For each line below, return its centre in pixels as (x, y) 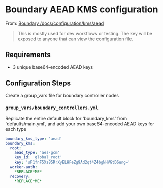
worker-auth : (24, 167)
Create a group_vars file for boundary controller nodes (62, 95)
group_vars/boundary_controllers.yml (52, 108)
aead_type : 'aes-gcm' (37, 153)
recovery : (20, 176)
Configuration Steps (38, 83)
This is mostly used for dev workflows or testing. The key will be (85, 33)
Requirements (28, 55)
